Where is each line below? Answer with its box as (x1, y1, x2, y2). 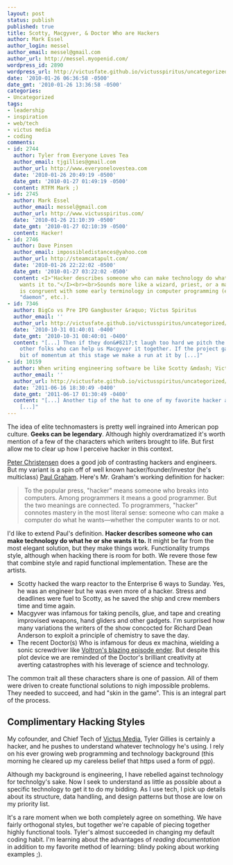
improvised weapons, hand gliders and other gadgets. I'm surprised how (17, 617, 225, 624)
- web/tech (7, 119, 39, 127)
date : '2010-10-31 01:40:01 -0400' (13, 326, 116, 333)
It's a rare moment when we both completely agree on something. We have (7, 813, 222, 821)
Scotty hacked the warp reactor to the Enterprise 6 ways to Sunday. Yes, (17, 580, 225, 588)
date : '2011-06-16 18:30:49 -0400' (13, 384, 116, 391)
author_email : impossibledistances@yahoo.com (13, 249, 148, 256)
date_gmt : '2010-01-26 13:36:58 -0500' (7, 81, 123, 88)
